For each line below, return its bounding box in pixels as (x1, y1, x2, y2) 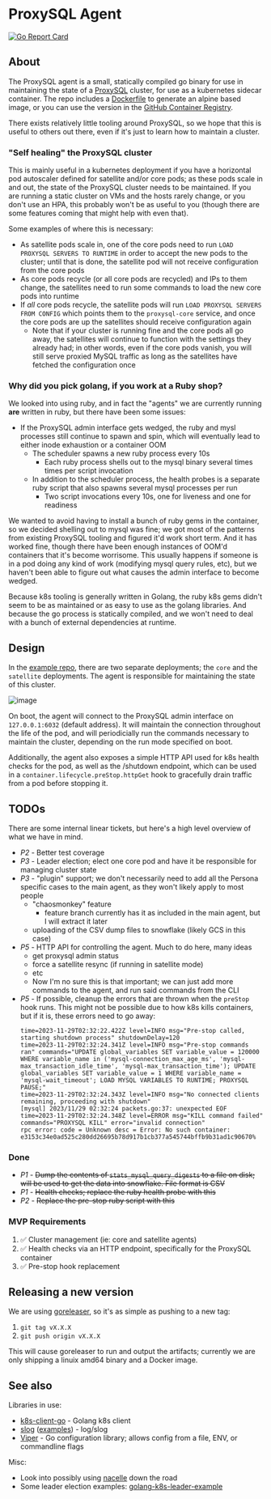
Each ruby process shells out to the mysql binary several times (44, 457, 253, 467)
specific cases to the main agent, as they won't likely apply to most (19, 881, 244, 891)
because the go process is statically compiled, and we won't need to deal (8, 609, 253, 619)
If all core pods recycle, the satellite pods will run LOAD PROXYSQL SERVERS (19, 300, 262, 310)
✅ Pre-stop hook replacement (19, 1261, 121, 1271)
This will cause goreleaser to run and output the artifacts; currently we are (8, 1347, 256, 1357)
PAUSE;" (19, 1083, 46, 1091)
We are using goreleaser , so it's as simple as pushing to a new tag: (8, 1306, 231, 1316)
